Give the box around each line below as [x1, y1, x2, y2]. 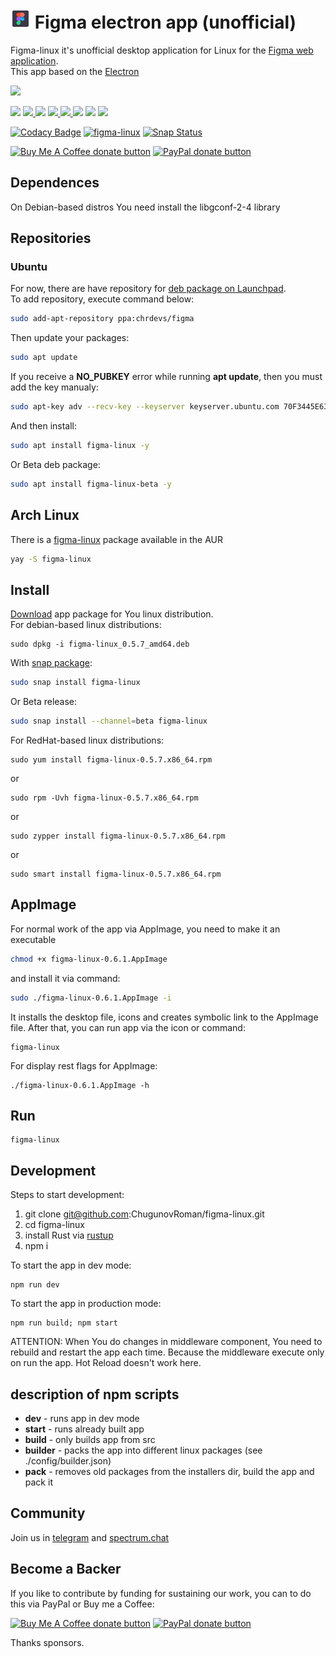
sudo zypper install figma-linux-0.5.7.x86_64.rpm [10, 831, 226, 842]
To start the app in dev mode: [10, 1259, 132, 1272]
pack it [24, 1476, 53, 1488]
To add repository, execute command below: [10, 293, 195, 305]
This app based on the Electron [10, 65, 140, 77]
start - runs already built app [24, 1423, 145, 1435]
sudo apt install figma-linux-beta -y [10, 479, 172, 489]
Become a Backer [10, 1561, 122, 1578]
